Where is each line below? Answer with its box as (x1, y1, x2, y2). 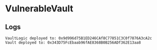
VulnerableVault (5, 3, 74, 14)
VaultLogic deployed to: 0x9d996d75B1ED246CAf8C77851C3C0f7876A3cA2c (5, 36, 153, 41)
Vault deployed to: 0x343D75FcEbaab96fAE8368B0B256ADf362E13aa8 (5, 40, 141, 45)
